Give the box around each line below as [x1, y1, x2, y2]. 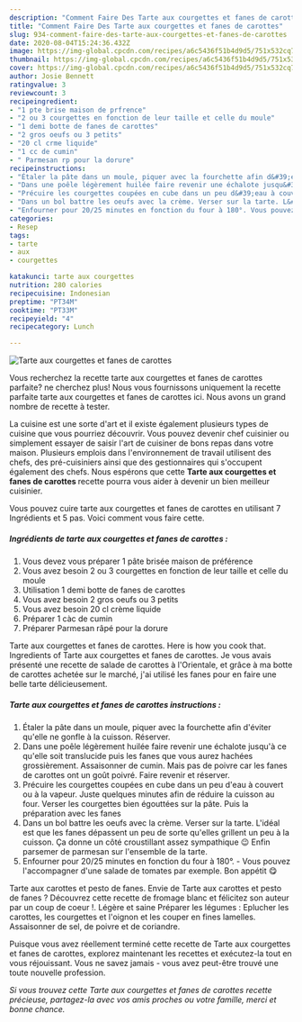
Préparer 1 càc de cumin [22, 613, 113, 624]
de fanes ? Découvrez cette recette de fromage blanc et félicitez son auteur [9, 892, 289, 903]
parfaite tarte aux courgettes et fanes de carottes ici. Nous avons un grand [9, 392, 286, 402]
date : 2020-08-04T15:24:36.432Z [9, 38, 130, 48]
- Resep [9, 222, 39, 231]
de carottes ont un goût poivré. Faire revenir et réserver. [22, 770, 231, 781]
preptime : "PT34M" [9, 297, 78, 306]
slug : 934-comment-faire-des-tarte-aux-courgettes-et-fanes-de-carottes [9, 30, 288, 39]
